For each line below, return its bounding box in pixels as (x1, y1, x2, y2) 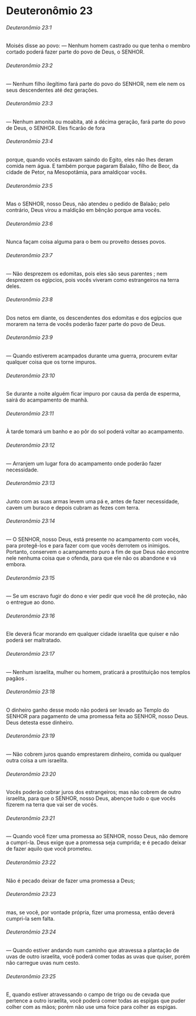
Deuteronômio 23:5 (6, 182, 53, 189)
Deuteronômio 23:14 (6, 517, 56, 524)
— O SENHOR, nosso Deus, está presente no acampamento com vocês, (6, 536, 180, 543)
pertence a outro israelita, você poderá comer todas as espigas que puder (6, 997, 186, 1004)
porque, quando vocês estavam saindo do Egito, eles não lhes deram (6, 156, 173, 163)
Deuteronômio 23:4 (6, 138, 53, 145)
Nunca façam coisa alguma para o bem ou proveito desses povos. (6, 238, 166, 245)
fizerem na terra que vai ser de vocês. (6, 801, 98, 808)
